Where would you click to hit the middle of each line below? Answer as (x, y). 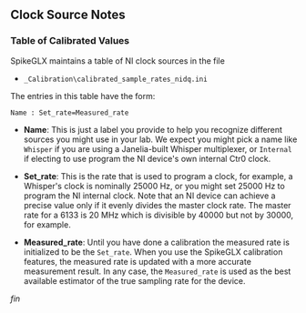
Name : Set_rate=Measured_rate (70, 113)
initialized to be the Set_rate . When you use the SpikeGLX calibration (153, 252)
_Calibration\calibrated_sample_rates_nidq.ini (115, 79)
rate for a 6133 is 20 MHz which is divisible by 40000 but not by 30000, (158, 215)
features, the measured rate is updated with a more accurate (137, 261)
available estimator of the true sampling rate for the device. (134, 280)
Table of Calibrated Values (70, 41)
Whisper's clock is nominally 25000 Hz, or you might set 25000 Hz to (154, 186)
